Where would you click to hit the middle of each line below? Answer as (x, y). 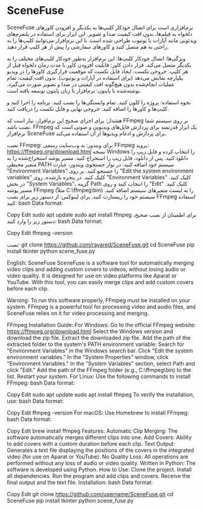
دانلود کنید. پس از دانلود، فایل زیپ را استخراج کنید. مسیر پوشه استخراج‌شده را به (98, 157)
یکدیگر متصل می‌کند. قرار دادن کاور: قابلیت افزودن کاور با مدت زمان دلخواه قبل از (99, 65)
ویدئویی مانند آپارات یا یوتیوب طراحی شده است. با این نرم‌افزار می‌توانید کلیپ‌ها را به (102, 40)
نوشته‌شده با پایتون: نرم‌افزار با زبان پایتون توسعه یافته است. (74, 90)
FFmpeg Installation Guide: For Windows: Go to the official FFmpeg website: (101, 325)
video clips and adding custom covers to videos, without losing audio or (96, 269)
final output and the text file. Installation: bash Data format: (80, 482)
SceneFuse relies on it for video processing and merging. (78, 313)
